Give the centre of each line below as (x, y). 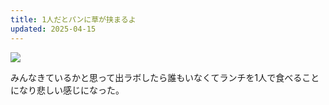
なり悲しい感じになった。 (71, 90)
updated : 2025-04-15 (53, 29)
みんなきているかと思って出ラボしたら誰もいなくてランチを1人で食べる (156, 77)
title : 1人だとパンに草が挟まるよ (73, 19)
